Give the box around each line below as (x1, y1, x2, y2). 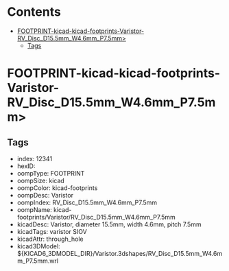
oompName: (16, 205, 53, 213)
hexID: (16, 162, 36, 170)
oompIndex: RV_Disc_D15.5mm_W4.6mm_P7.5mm (16, 198, 158, 207)
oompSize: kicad (16, 176, 65, 185)
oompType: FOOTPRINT (16, 169, 85, 177)
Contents (7, 4, 62, 20)
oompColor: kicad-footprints (16, 183, 98, 192)
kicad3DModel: (16, 241, 60, 250)
